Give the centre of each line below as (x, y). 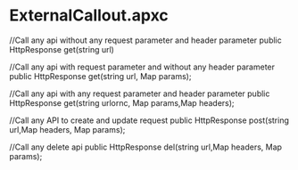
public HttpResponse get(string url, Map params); (100, 76)
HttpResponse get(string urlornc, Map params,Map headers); (122, 102)
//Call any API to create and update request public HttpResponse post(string (149, 120)
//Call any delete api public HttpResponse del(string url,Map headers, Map (146, 147)
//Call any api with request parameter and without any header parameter (142, 67)
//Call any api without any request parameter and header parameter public (146, 40)
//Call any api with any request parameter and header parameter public (140, 93)
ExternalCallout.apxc (89, 16)
